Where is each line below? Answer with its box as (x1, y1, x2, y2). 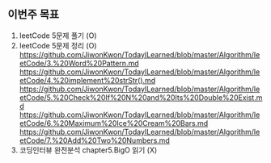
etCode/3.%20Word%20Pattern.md (19, 58, 139, 68)
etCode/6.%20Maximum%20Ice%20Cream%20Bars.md (19, 118, 209, 127)
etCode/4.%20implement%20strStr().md (19, 75, 155, 85)
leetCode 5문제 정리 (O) (19, 40, 98, 50)
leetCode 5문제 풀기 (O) (19, 31, 98, 40)
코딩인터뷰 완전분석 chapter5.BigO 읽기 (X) (19, 144, 158, 155)
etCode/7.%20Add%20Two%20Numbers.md (19, 136, 171, 145)
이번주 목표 (7, 7, 60, 22)
